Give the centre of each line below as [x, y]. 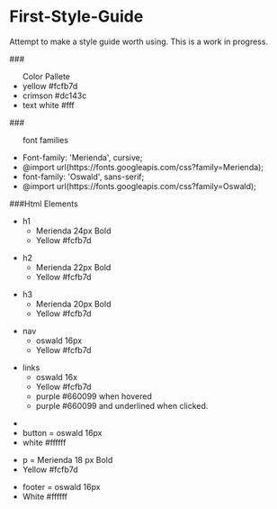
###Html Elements [44, 204]
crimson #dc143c [54, 95]
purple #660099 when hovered [94, 396]
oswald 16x [57, 377]
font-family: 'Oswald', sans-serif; [83, 177]
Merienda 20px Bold [73, 304]
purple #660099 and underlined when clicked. [122, 405]
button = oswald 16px [62, 432]
